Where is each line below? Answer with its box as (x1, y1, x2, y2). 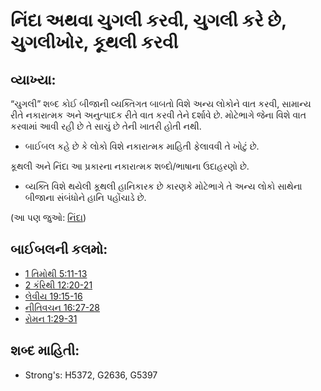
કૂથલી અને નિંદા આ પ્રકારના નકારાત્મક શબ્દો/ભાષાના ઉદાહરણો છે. (10, 160, 250, 172)
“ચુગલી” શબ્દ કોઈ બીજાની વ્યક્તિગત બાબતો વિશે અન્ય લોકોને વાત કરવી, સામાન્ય (10, 98, 312, 109)
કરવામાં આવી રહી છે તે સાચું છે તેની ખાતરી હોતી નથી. (10, 120, 202, 132)
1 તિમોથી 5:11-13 (24, 267, 88, 279)
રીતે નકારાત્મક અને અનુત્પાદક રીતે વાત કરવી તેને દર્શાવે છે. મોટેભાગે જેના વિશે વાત (10, 109, 307, 121)
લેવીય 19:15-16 (24, 290, 83, 302)
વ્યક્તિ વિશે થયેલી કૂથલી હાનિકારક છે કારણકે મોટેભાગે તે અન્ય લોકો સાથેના (24, 180, 303, 192)
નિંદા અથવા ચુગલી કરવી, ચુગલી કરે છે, (10, 9, 287, 32)
